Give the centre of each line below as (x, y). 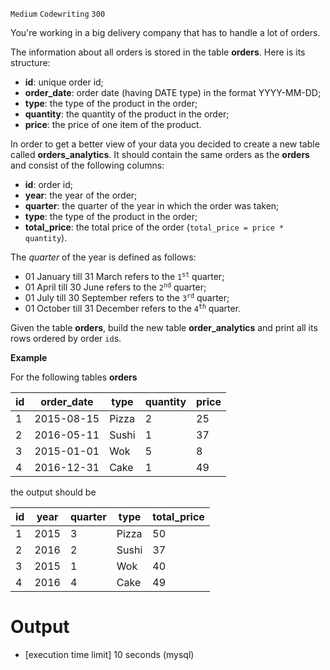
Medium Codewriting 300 (58, 14)
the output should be (53, 492)
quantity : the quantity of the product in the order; (127, 114)
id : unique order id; (64, 82)
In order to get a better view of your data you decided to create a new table (165, 144)
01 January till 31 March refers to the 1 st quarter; (124, 276)
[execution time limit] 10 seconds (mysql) (109, 654)
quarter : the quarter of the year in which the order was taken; (152, 206)
